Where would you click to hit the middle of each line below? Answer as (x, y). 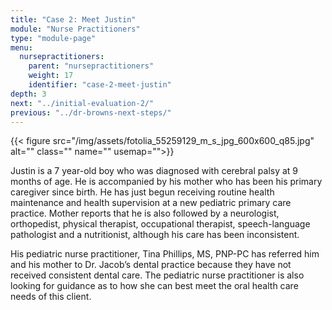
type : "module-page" (53, 38)
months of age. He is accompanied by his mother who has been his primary (166, 182)
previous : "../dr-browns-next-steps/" (91, 112)
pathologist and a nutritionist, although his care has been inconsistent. (155, 235)
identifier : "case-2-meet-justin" (100, 85)
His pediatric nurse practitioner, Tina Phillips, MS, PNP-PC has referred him (165, 254)
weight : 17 (51, 76)
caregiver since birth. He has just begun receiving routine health (142, 192)
